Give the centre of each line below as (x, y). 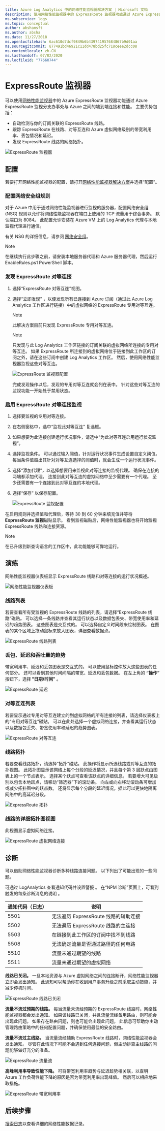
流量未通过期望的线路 (77, 953)
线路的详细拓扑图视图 (30, 819)
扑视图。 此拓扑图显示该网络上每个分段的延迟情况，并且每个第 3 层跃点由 (79, 770)
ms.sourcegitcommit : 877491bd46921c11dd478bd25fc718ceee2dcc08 (71, 46)
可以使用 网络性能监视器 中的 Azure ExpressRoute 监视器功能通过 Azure (77, 100)
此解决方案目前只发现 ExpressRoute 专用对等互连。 (64, 325)
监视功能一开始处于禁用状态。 (42, 390)
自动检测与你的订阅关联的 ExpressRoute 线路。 (60, 123)
